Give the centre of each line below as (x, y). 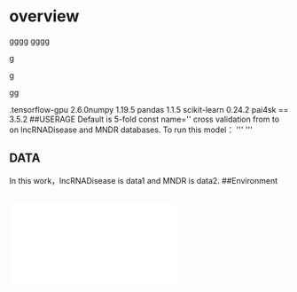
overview (44, 16)
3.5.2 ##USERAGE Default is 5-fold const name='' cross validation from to (145, 119)
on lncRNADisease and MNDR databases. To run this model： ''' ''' (131, 130)
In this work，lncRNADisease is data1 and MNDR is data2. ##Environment (143, 180)
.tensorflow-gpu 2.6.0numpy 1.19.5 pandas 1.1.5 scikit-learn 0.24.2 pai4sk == (149, 109)
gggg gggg (30, 41)
